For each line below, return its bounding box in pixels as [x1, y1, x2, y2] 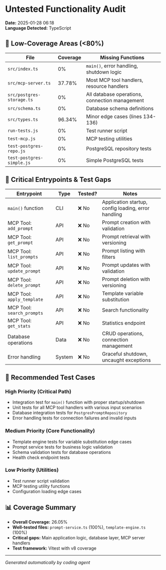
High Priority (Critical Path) [5, 388, 72, 395]
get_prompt [7, 240, 33, 245]
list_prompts [7, 254, 39, 260]
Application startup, [102, 199, 148, 205]
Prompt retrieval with [102, 233, 151, 240]
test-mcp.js [7, 136, 36, 141]
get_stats [7, 323, 31, 329]
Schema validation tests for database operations [12, 449, 111, 455]
